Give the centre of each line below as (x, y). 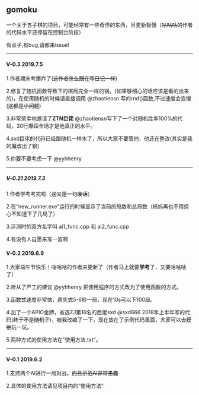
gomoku (22, 10)
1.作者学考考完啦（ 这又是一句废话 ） (49, 194)
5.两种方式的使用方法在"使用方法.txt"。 (54, 340)
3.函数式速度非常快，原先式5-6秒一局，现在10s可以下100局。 (81, 300)
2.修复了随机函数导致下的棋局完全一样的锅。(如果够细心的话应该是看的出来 (98, 91)
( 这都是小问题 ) (24, 106)
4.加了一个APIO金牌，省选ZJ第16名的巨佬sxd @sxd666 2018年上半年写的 (96, 312)
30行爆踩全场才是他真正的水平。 (56, 126)
